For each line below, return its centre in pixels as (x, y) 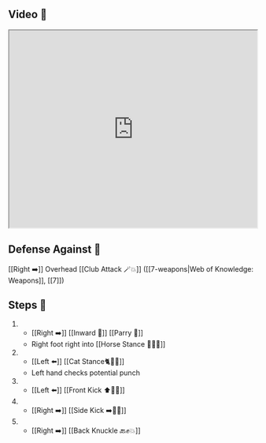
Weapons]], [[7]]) (36, 280)
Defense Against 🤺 (55, 250)
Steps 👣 (28, 305)
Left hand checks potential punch (85, 373)
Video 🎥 (28, 15)
